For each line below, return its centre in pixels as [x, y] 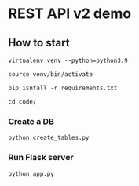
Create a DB [31, 121]
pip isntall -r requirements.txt [63, 88]
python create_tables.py [49, 138]
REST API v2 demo [70, 14]
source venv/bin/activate [50, 75]
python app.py [31, 173]
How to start [39, 43]
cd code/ [22, 102]
